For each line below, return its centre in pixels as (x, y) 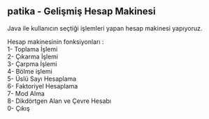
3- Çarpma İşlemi (32, 64)
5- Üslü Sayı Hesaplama (42, 79)
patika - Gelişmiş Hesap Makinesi (81, 11)
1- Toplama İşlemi (33, 49)
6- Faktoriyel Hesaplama (43, 86)
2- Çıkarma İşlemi (33, 56)
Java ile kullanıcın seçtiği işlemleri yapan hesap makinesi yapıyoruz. (105, 28)
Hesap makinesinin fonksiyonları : (56, 42)
